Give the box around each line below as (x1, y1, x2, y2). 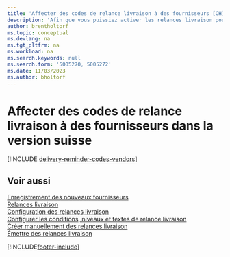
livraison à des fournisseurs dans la (7, 118, 214, 134)
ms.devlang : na (7, 36, 51, 42)
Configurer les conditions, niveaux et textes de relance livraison (7, 215, 187, 223)
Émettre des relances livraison (7, 230, 92, 238)
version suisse (7, 132, 92, 148)
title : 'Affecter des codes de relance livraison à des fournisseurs (7, 10, 210, 17)
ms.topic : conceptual (7, 29, 69, 36)
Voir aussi (7, 175, 51, 186)
